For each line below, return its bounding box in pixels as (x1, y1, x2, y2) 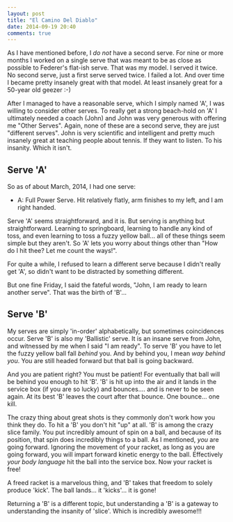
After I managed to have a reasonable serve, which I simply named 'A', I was (7, 99, 225, 108)
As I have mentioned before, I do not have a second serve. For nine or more (7, 49, 224, 57)
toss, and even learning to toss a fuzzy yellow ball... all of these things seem (7, 231, 225, 240)
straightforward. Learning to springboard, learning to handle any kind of (7, 224, 213, 233)
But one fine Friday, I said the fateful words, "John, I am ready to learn (7, 281, 207, 289)
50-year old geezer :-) (7, 86, 72, 94)
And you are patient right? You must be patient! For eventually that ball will (7, 370, 220, 378)
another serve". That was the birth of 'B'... (7, 289, 127, 297)
